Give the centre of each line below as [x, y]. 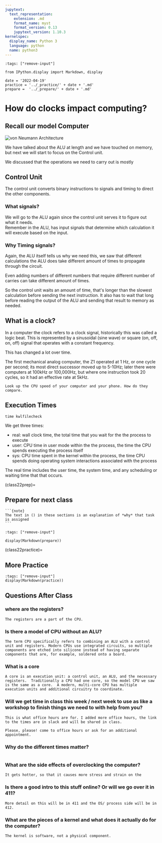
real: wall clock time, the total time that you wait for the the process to [81, 435]
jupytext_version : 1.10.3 [40, 32]
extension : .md [29, 18]
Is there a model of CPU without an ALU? [53, 631]
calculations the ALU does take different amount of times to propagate [75, 261]
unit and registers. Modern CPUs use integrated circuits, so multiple [79, 646]
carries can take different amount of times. [48, 280]
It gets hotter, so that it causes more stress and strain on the [73, 775]
